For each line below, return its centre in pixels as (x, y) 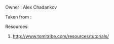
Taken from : (18, 17)
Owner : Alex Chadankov (31, 7)
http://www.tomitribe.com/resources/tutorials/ (61, 36)
